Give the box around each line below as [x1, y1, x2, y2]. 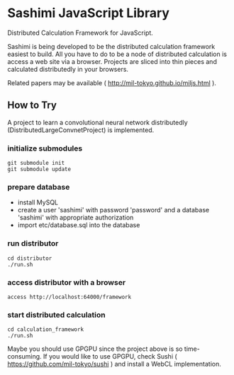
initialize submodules [7, 143, 83, 153]
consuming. [7, 352, 42, 361]
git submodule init [7, 160, 65, 167]
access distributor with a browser [7, 277, 126, 287]
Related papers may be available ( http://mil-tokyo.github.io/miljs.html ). [7, 78, 216, 87]
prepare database [7, 182, 70, 192]
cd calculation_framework [7, 326, 84, 333]
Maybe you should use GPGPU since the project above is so [7, 344, 183, 353]
